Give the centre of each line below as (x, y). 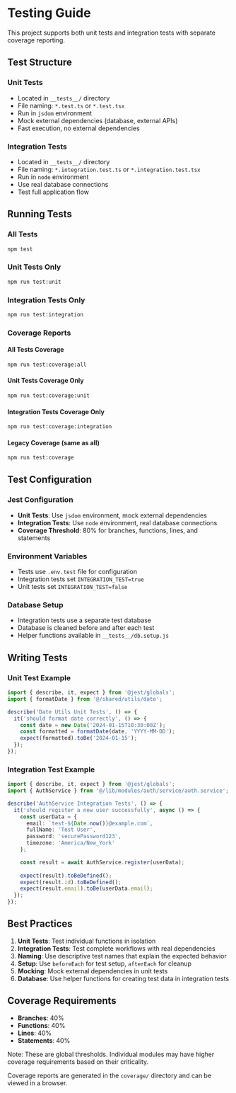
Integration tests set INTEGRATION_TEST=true (81, 579)
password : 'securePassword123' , (73, 837)
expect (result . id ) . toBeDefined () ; (71, 882)
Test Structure (40, 63)
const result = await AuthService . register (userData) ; (102, 862)
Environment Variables (47, 556)
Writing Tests (38, 657)
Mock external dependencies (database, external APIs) (98, 120)
